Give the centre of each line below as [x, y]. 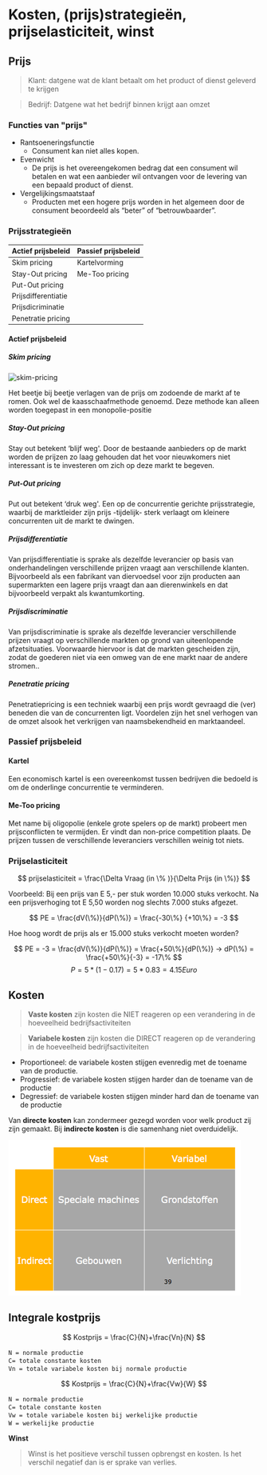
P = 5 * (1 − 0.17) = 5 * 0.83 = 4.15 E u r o [134, 970]
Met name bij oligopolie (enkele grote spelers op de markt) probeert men [128, 823]
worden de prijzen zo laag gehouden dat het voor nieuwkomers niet [120, 457]
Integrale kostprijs [55, 1318]
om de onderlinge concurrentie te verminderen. [86, 787]
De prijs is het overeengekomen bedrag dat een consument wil [135, 168]
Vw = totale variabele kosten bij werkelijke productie [103, 1415]
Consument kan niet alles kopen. [85, 151]
